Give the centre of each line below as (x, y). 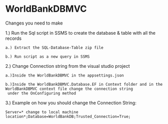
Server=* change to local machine (42, 112)
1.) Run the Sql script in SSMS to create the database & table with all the (80, 33)
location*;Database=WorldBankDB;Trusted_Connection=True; (68, 116)
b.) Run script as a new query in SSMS (48, 57)
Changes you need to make (34, 23)
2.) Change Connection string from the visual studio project (67, 66)
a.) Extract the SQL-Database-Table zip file (54, 47)
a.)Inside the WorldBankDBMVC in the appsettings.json (65, 75)
